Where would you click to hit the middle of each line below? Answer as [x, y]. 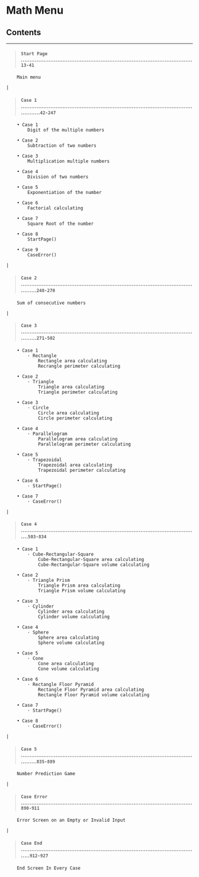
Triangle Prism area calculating [79, 586]
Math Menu [35, 10]
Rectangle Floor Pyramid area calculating [91, 690]
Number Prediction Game [46, 774]
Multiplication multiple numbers [69, 161]
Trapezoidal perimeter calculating [82, 470]
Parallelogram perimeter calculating [84, 444]
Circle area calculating [68, 413]
